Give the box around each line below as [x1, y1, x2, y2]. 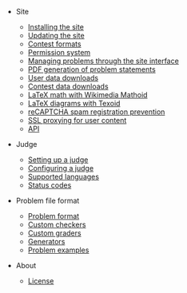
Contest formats [27, 39, 82, 49]
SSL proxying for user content [27, 116, 127, 125]
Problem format [27, 212, 80, 220]
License [27, 276, 54, 286]
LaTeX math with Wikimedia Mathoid [27, 90, 148, 99]
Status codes [27, 180, 72, 190]
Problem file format [15, 196, 80, 205]
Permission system [27, 48, 91, 57]
